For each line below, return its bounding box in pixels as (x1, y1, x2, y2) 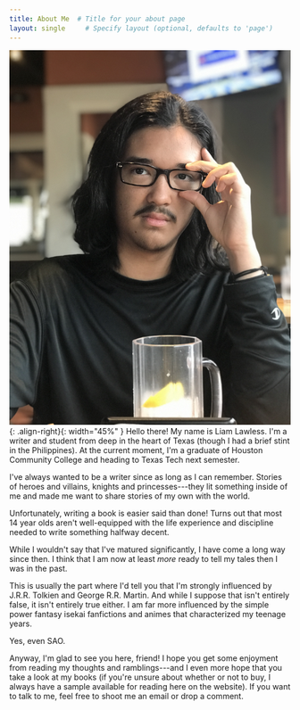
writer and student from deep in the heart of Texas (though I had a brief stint (9, 435, 290, 446)
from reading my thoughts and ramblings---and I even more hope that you (9, 662, 283, 673)
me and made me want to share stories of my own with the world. (9, 491, 251, 501)
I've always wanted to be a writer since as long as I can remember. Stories (9, 471, 283, 482)
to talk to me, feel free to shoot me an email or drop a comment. (9, 690, 244, 701)
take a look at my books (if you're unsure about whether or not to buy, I (9, 672, 271, 682)
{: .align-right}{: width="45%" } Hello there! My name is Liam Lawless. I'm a (9, 425, 287, 436)
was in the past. (9, 563, 68, 574)
